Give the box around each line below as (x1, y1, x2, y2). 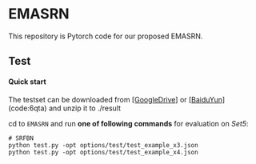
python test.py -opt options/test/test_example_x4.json (8, 148, 198, 156)
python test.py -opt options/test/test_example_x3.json (8, 141, 198, 149)
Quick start (8, 77, 46, 86)
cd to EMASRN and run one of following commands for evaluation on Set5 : (8, 118, 249, 128)
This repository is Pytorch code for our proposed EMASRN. (8, 31, 203, 41)
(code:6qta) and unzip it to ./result (8, 103, 122, 113)
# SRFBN (8, 134, 34, 142)
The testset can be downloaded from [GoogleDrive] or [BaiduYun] (8, 94, 226, 104)
